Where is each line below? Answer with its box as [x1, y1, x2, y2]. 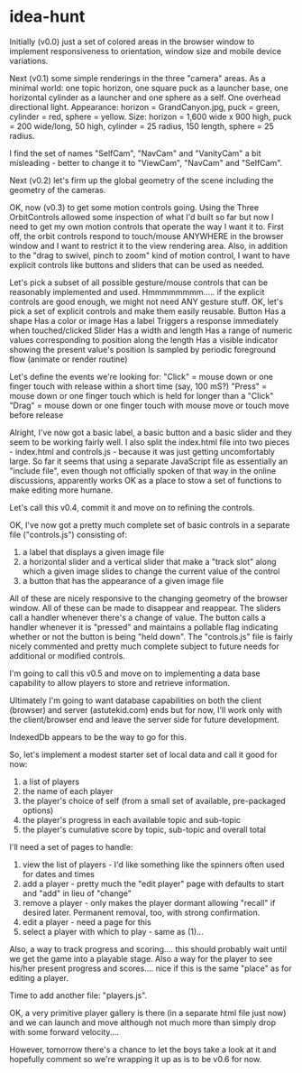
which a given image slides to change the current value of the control [22, 566, 280, 577]
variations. [9, 55, 49, 66]
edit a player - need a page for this [22, 916, 151, 927]
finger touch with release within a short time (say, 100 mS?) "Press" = [9, 381, 268, 392]
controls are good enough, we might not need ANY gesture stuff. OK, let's [9, 296, 284, 307]
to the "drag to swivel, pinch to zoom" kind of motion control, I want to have [9, 250, 290, 261]
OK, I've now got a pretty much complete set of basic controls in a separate [9, 519, 290, 530]
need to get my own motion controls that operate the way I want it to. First [9, 221, 284, 232]
